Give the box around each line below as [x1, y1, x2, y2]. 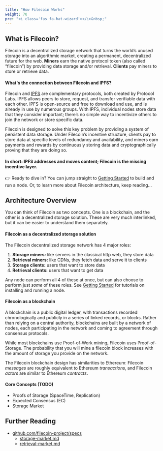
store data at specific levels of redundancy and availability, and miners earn [5, 137, 159, 143]
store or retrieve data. [5, 68, 49, 74]
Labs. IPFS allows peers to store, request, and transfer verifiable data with [5, 96, 155, 102]
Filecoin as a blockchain [5, 299, 56, 304]
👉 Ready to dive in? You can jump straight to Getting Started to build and [5, 175, 154, 181]
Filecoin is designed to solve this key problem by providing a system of [5, 126, 149, 132]
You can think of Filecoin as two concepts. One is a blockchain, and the [5, 210, 150, 215]
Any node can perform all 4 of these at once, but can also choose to [5, 276, 144, 283]
